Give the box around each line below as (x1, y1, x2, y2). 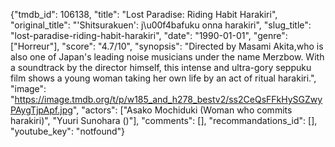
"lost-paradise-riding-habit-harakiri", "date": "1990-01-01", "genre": (10, 30, 288, 41)
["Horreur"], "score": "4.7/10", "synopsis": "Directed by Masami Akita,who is (10, 40, 324, 52)
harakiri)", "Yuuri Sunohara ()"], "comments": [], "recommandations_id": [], (10, 115, 318, 126)
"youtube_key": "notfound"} (10, 125, 126, 137)
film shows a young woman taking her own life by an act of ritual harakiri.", (10, 72, 317, 84)
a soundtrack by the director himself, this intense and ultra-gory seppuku (10, 62, 312, 73)
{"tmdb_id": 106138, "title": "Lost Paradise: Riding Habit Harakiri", (10, 9, 278, 20)
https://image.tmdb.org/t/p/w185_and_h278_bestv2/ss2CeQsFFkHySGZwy (14, 94, 323, 105)
